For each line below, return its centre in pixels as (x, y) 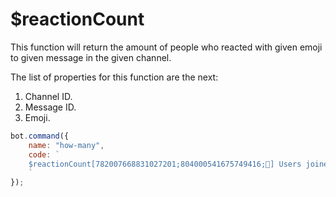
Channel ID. (48, 96)
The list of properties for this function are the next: (114, 77)
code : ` (44, 154)
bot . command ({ (40, 136)
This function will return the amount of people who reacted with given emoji (166, 47)
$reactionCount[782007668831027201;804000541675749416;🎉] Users (165, 164)
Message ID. (50, 107)
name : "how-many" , (66, 145)
